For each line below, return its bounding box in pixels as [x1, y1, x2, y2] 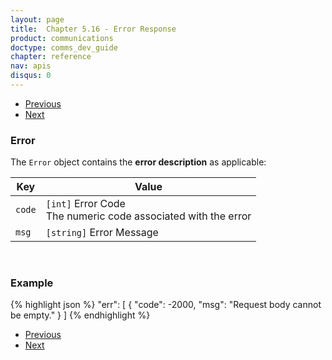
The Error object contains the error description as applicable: [10, 156, 267, 168]
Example [10, 276, 54, 290]
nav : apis [10, 61, 52, 71]
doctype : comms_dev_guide [10, 42, 118, 53]
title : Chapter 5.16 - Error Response [10, 24, 177, 34]
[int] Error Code [45, 197, 126, 211]
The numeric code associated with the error [45, 209, 252, 223]
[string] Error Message [45, 226, 159, 240]
